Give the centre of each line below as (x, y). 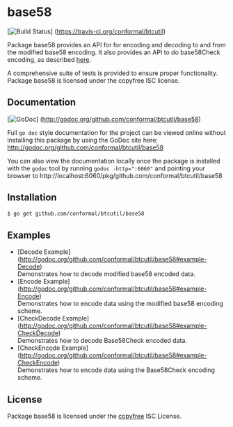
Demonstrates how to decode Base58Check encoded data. (102, 341)
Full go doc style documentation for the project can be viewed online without (116, 132)
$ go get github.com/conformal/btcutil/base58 (76, 213)
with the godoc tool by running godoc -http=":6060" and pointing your (106, 168)
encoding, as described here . (49, 59)
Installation (32, 198)
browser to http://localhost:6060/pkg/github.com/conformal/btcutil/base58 (115, 175)
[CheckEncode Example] (53, 348)
